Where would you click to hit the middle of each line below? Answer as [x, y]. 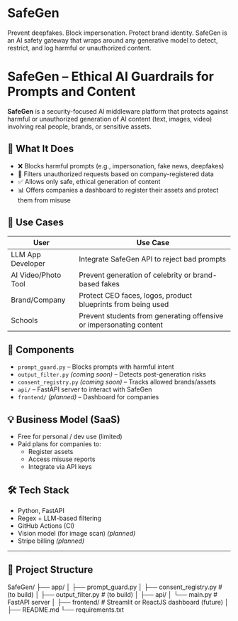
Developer [28, 263]
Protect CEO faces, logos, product [136, 295]
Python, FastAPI [41, 510]
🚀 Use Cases [36, 223]
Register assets [51, 452]
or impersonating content [121, 325]
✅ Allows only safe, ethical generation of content [89, 181]
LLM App [26, 254]
